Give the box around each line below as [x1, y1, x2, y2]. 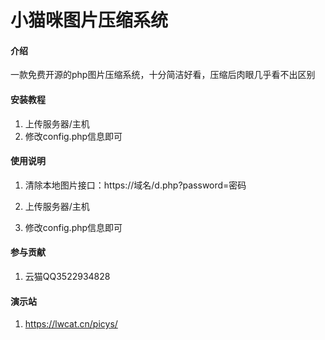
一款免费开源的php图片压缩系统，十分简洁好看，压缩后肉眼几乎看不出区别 [10, 69, 316, 81]
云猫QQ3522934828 [24, 271, 111, 282]
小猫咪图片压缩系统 [10, 9, 169, 32]
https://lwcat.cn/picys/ [24, 318, 118, 330]
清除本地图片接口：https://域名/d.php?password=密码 [24, 179, 247, 191]
